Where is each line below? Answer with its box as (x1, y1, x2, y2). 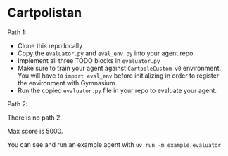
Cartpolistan (7, 5, 82, 21)
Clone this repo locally (17, 41, 83, 50)
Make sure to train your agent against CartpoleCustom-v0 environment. (17, 64, 222, 72)
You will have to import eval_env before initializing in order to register (17, 71, 220, 80)
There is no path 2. (7, 113, 62, 122)
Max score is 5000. (7, 127, 63, 135)
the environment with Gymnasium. (17, 78, 118, 87)
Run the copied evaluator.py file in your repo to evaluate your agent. (17, 86, 217, 94)
